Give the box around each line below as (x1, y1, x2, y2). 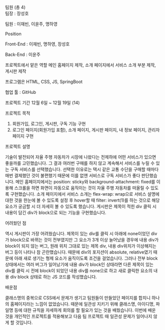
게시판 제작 (5, 68, 27, 74)
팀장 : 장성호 (5, 10, 29, 16)
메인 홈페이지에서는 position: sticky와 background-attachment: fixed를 (15, 179, 156, 184)
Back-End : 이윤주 (5, 51, 41, 57)
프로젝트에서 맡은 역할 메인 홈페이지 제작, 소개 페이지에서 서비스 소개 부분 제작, (5, 62, 156, 68)
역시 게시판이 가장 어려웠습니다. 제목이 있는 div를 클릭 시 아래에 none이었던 (5, 231, 150, 236)
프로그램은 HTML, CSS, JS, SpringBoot (5, 79, 83, 84)
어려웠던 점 (5, 220, 27, 226)
